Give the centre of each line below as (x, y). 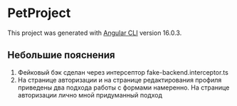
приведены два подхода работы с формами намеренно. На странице (123, 88)
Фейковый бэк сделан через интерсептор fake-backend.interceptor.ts (123, 72)
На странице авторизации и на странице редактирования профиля (120, 80)
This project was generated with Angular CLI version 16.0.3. (95, 33)
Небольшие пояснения (61, 55)
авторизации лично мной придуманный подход (90, 95)
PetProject (39, 13)
